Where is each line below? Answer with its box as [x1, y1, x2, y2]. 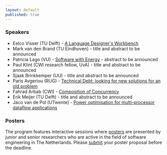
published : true [5, 12, 39, 17]
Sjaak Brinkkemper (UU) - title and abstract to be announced [12, 72, 139, 78]
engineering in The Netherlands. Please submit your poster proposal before [5, 139, 162, 145]
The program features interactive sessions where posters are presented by [5, 129, 161, 135]
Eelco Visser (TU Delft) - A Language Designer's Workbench [12, 40, 139, 46]
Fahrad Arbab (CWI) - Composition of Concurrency [12, 88, 120, 94]
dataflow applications [12, 105, 58, 111]
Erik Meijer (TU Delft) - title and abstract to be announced [12, 94, 133, 100]
